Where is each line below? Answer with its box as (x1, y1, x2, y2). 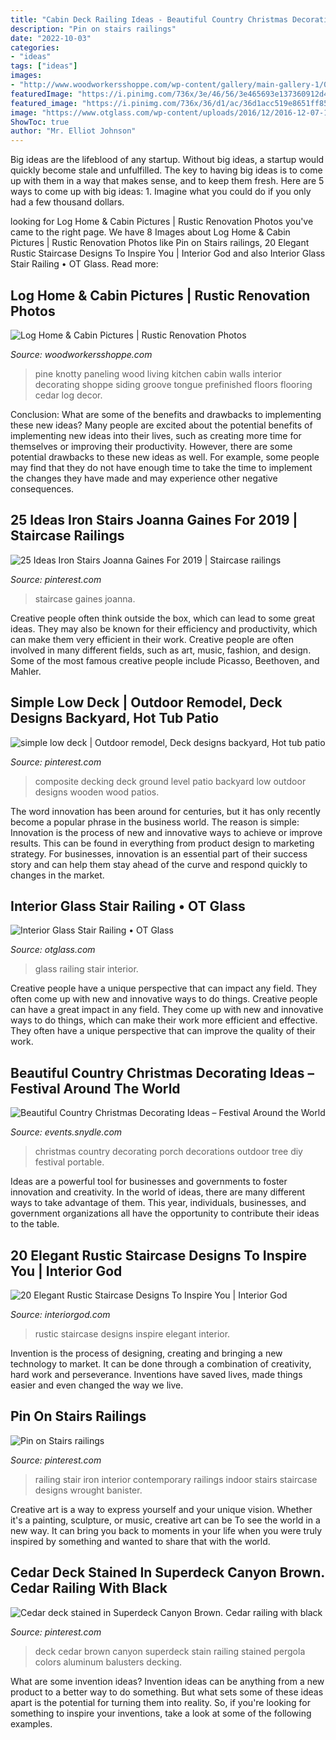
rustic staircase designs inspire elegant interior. (34, 1328, 231, 1340)
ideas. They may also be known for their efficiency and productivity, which (10, 622, 318, 635)
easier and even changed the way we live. (10, 1379, 184, 1391)
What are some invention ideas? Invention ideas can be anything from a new (10, 1675, 325, 1687)
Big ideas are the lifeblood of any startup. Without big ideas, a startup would (10, 154, 325, 166)
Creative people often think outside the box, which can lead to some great (10, 612, 316, 624)
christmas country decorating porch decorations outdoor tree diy (34, 1146, 303, 1158)
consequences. (10, 482, 75, 495)
